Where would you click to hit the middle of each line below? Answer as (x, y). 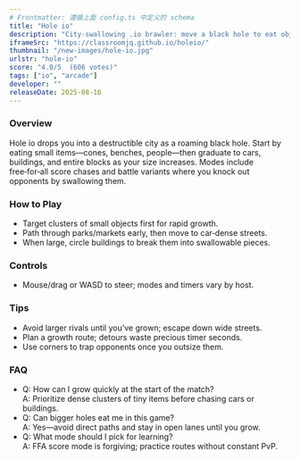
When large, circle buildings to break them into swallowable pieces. (146, 243)
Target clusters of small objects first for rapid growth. (120, 223)
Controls (29, 266)
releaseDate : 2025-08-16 (55, 92)
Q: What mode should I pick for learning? (97, 436)
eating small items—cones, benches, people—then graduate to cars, (135, 152)
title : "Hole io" (42, 26)
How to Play (36, 204)
